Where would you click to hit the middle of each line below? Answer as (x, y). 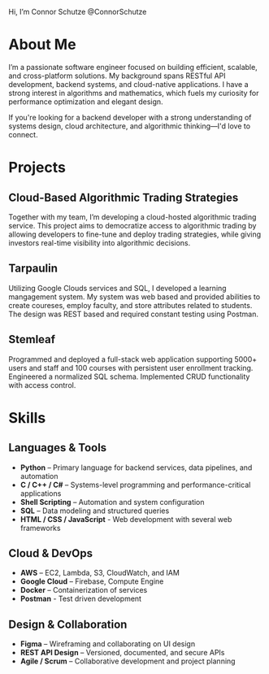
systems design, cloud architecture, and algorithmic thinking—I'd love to (129, 126)
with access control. (42, 385)
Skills (27, 417)
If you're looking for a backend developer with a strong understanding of (130, 117)
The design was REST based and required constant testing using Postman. (133, 314)
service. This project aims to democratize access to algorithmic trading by (132, 225)
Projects (37, 168)
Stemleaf (32, 339)
